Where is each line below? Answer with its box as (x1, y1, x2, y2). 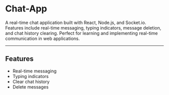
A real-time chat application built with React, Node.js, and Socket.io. (5, 19, 146, 25)
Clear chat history (12, 78, 50, 84)
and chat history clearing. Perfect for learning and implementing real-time (5, 30, 158, 36)
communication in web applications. (5, 35, 80, 41)
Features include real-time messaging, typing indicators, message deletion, (5, 24, 161, 30)
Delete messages (12, 83, 49, 90)
